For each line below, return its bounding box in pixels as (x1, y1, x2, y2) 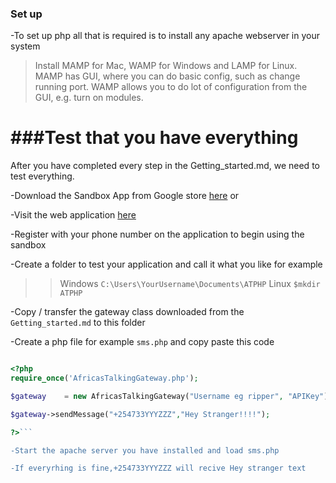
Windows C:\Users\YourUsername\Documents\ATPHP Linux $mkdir (59, 278, 321, 290)
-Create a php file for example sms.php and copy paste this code (10, 336, 275, 348)
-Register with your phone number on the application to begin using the (10, 228, 305, 241)
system (10, 40, 41, 52)
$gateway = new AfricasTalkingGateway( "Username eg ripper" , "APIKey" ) (10, 391, 329, 401)
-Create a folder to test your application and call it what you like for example (10, 258, 323, 271)
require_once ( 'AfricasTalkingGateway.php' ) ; (10, 373, 199, 384)
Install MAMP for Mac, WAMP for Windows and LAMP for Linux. (34, 60, 298, 72)
